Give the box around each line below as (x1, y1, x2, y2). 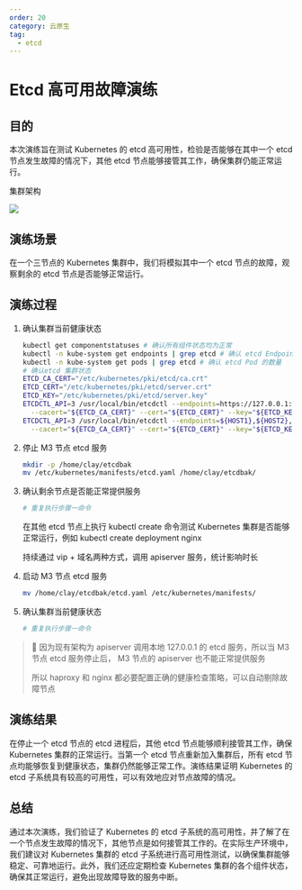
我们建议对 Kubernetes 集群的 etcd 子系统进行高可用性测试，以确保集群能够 (9, 849, 290, 859)
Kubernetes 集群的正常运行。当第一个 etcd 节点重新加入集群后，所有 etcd (9, 749, 283, 759)
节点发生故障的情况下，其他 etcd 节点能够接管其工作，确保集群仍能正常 (9, 155, 275, 167)
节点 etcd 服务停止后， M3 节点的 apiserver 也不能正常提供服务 (31, 652, 266, 663)
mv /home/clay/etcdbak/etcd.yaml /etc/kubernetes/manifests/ (22, 589, 257, 598)
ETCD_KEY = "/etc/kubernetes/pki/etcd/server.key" (22, 391, 209, 401)
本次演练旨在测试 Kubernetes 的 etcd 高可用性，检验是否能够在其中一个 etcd (9, 144, 293, 155)
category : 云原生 (9, 22, 70, 31)
